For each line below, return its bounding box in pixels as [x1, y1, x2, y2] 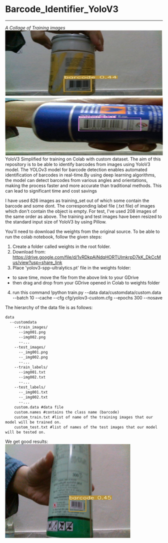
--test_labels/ [14, 384, 46, 389]
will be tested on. [5, 429, 46, 434]
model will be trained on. [5, 419, 61, 424]
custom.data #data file [14, 404, 64, 409]
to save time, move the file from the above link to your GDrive [12, 274, 139, 280]
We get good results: [5, 438, 48, 444]
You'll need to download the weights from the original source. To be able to [5, 228, 160, 234]
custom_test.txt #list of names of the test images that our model [14, 424, 157, 429]
